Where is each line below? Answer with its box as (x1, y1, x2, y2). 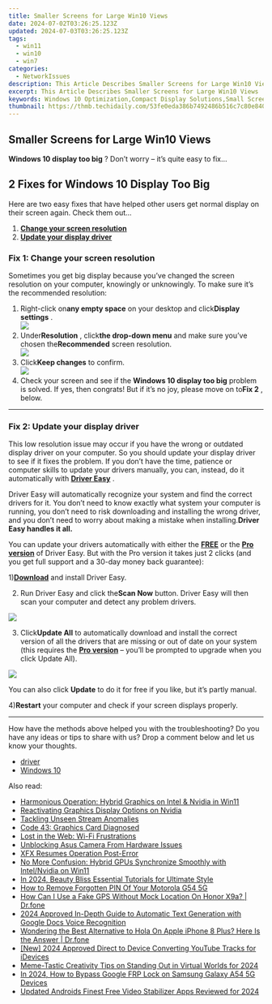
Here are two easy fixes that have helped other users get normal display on (8, 199, 260, 209)
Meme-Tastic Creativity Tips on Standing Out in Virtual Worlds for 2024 (19, 961, 259, 971)
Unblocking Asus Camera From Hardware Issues (19, 840, 183, 850)
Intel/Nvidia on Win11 (19, 866, 90, 876)
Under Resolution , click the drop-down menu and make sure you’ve (19, 330, 248, 341)
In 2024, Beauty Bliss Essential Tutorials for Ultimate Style (19, 874, 214, 885)
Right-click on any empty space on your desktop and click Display (19, 304, 240, 313)
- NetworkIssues (15, 72, 70, 80)
